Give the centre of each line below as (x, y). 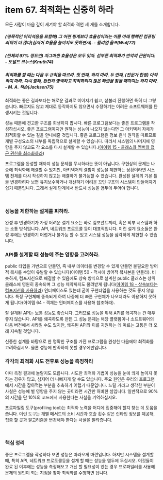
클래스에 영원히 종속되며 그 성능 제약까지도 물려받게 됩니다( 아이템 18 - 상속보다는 (81, 284)
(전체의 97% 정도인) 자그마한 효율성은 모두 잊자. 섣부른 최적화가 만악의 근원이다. (80, 55)
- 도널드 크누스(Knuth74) (29, 62)
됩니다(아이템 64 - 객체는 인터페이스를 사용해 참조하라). (63, 302)
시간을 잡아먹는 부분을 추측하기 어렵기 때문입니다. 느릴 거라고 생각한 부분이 (84, 385)
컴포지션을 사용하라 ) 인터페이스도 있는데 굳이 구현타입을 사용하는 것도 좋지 (75, 290)
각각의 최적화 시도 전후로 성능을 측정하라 (49, 361)
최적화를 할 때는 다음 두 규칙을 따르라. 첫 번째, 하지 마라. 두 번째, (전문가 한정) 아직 (81, 75)
